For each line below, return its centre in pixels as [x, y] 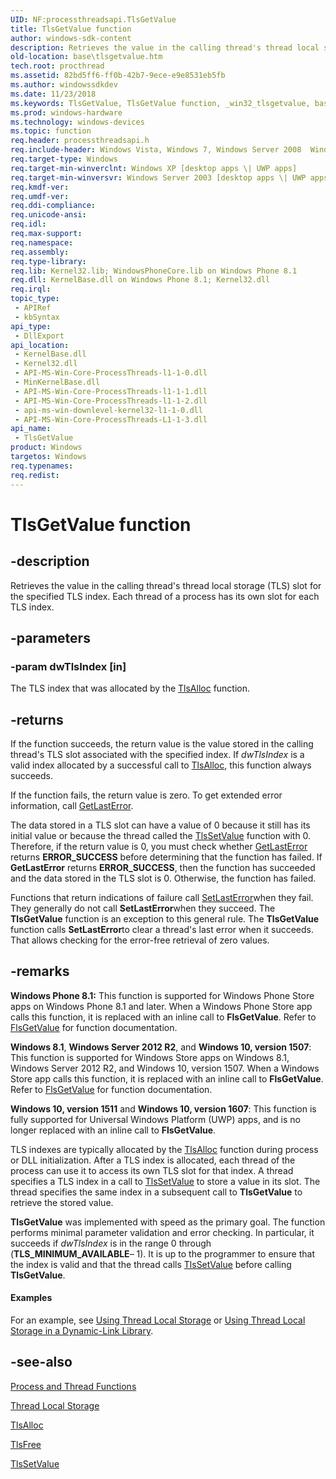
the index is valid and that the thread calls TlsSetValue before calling [151, 1264]
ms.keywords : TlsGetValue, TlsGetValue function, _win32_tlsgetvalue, [160, 103]
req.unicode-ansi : [48, 215]
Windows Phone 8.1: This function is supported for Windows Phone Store [162, 995]
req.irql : [31, 289]
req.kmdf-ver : [40, 187]
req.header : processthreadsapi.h [80, 141]
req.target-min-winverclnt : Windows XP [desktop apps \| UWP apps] [154, 168]
